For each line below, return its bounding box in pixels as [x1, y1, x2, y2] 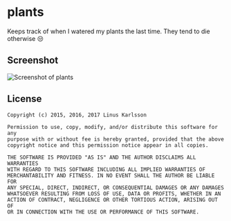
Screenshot [7, 55, 59, 67]
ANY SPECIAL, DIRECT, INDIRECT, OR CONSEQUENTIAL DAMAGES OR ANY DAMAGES [7, 184, 225, 191]
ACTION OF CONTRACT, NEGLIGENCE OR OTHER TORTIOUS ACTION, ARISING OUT [7, 196, 218, 203]
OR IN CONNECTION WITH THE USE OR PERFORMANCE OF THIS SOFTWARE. [7, 209, 199, 215]
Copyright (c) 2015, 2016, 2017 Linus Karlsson [7, 112, 147, 118]
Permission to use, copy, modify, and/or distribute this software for [7, 123, 218, 130]
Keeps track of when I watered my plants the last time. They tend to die [7, 27, 210, 35]
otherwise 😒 [7, 34, 44, 42]
